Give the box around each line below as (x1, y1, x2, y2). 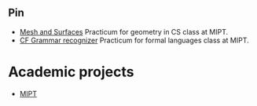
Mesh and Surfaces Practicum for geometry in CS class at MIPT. (19, 27, 229, 36)
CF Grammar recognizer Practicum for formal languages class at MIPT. (19, 35, 249, 45)
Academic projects (8, 63, 134, 81)
